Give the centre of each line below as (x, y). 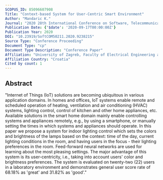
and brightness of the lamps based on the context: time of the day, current (80, 136)
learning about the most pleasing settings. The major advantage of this (76, 151)
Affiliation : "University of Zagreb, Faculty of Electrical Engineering (80, 55)
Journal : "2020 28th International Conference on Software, (67, 23)
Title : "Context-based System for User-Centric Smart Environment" (75, 14)
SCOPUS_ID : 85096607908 (29, 9)
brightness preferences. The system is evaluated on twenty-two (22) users (80, 162)
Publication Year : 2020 (29, 32)
